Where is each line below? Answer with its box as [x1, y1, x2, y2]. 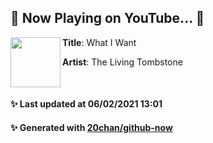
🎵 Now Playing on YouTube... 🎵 [10, 10, 205, 27]
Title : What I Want [62, 36, 137, 48]
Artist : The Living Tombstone [62, 56, 183, 68]
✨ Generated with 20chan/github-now [10, 122, 173, 133]
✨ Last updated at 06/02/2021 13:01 [10, 98, 163, 110]
